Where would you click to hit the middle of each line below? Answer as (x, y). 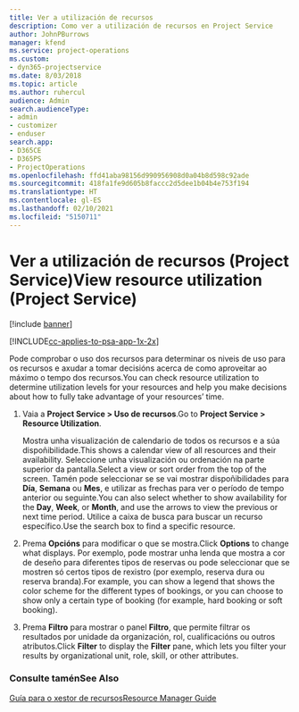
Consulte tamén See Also (64, 678)
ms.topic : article (43, 84)
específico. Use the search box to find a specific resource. (129, 526)
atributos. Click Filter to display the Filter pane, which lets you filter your (154, 646)
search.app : (31, 142)
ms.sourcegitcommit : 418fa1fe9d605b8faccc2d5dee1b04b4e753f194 (129, 184)
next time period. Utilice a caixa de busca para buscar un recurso (142, 516)
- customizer (33, 126)
